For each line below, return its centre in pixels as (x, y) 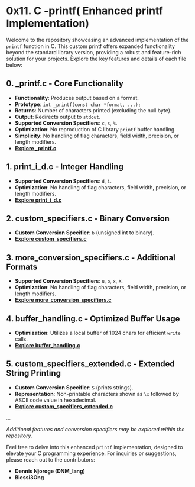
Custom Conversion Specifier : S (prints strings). (74, 387)
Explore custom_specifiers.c (51, 239)
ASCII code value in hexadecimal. (55, 400)
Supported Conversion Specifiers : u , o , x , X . (69, 281)
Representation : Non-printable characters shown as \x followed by (97, 394)
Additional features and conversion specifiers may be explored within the (95, 429)
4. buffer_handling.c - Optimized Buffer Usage (93, 319)
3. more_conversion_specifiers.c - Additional (91, 258)
